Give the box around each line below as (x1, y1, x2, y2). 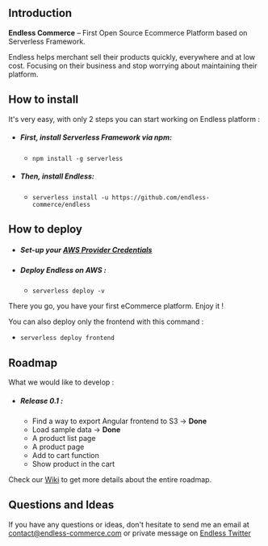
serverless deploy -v (31, 287, 105, 296)
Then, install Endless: (19, 171, 95, 181)
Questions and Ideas (8, 498, 115, 512)
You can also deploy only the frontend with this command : (8, 317, 204, 326)
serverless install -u (31, 193, 109, 201)
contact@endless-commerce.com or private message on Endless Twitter (8, 528, 252, 538)
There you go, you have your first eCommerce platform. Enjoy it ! (8, 301, 224, 311)
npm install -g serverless (31, 154, 124, 162)
